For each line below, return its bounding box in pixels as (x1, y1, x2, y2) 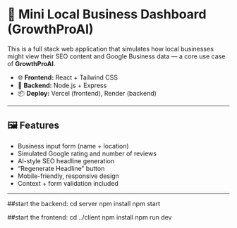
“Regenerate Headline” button (17, 164, 105, 172)
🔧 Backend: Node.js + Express (17, 81, 107, 89)
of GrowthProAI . (7, 59, 56, 68)
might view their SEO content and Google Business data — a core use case (7, 52, 226, 61)
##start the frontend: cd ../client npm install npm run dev (7, 213, 172, 221)
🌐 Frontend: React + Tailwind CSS (17, 73, 119, 82)
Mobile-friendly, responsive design (17, 172, 120, 180)
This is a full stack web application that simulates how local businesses (7, 44, 214, 53)
